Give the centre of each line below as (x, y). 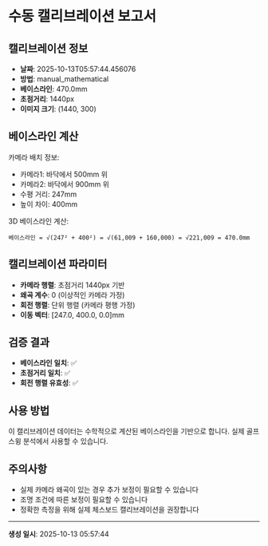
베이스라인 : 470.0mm (53, 89)
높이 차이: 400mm (49, 204)
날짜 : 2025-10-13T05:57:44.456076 (78, 69)
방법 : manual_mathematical (64, 79)
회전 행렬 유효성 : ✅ (49, 383)
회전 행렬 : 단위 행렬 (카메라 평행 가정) (77, 305)
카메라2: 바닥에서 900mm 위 (65, 184)
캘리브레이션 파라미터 (58, 264)
